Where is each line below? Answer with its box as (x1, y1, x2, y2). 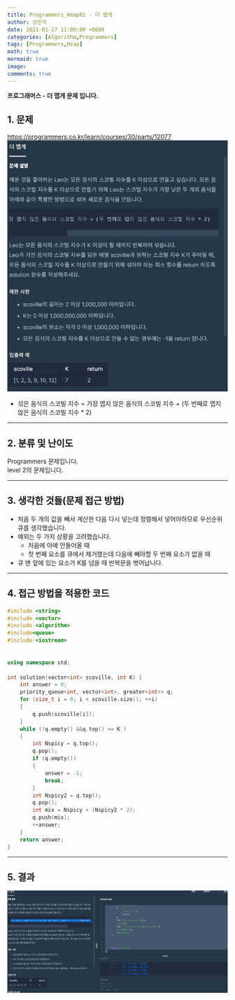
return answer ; (20, 836, 64, 843)
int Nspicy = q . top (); (32, 740, 99, 747)
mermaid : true (7, 56, 49, 63)
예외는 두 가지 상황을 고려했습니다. (17, 532, 111, 540)
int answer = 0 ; (20, 681, 68, 689)
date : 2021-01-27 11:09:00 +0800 (7, 26, 105, 33)
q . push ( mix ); (32, 814, 71, 822)
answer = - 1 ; (44, 770, 83, 777)
